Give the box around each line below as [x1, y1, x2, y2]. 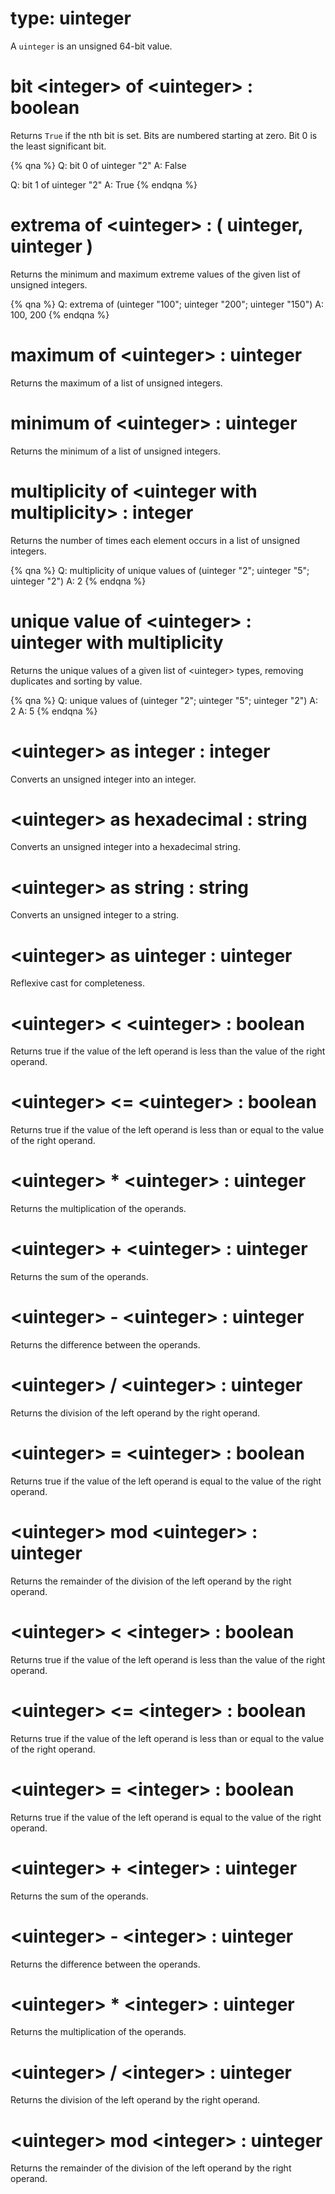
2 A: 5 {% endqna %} [10, 705, 98, 717]
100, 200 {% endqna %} [10, 308, 110, 321]
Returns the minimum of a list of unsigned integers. [10, 445, 222, 457]
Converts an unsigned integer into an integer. [10, 773, 197, 785]
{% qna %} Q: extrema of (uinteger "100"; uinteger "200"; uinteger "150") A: [10, 298, 324, 310]
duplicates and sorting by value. [10, 675, 143, 687]
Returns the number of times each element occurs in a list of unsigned [10, 534, 300, 546]
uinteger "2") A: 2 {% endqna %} [10, 575, 147, 587]
